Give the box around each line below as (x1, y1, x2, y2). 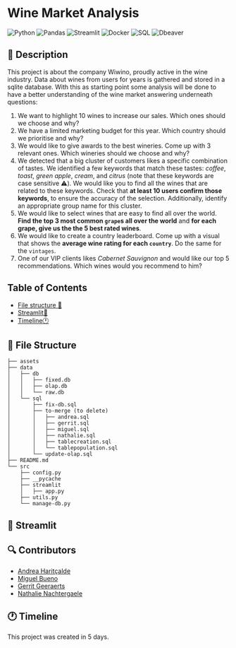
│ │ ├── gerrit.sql (7, 420, 90, 427)
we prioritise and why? (17, 134, 84, 142)
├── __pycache (20, 476, 61, 483)
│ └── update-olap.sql (7, 451, 93, 458)
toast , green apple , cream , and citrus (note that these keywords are (17, 171, 214, 179)
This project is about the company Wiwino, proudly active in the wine (7, 67, 208, 76)
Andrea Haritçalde (17, 567, 71, 575)
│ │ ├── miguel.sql (7, 426, 90, 433)
